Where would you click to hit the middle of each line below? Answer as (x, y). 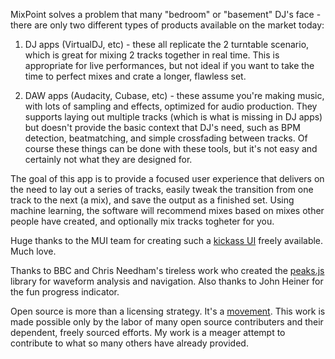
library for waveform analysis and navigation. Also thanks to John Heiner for (167, 281)
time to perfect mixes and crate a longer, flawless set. (135, 76)
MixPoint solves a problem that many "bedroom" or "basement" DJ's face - (166, 14)
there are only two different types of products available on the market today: (167, 25)
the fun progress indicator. (65, 292)
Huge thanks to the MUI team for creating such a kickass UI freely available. (167, 240)
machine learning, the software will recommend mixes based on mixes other (167, 210)
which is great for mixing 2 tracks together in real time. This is (152, 55)
